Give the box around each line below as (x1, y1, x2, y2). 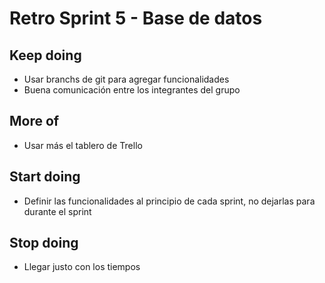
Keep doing (9, 47, 82, 64)
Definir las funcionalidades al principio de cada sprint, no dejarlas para (23, 195, 316, 207)
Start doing (9, 168, 81, 186)
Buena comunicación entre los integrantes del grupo (23, 84, 241, 96)
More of (9, 113, 60, 130)
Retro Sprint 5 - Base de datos (9, 7, 263, 30)
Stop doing (9, 235, 79, 252)
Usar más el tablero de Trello (23, 139, 143, 151)
